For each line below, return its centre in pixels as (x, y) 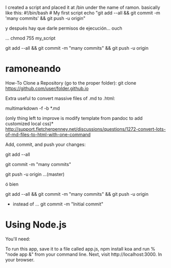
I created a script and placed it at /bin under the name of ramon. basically (83, 7)
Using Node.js (36, 225)
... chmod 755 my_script (30, 38)
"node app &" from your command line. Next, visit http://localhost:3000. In (84, 254)
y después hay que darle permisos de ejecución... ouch (64, 28)
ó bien (12, 184)
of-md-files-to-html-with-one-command (48, 134)
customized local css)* (29, 123)
